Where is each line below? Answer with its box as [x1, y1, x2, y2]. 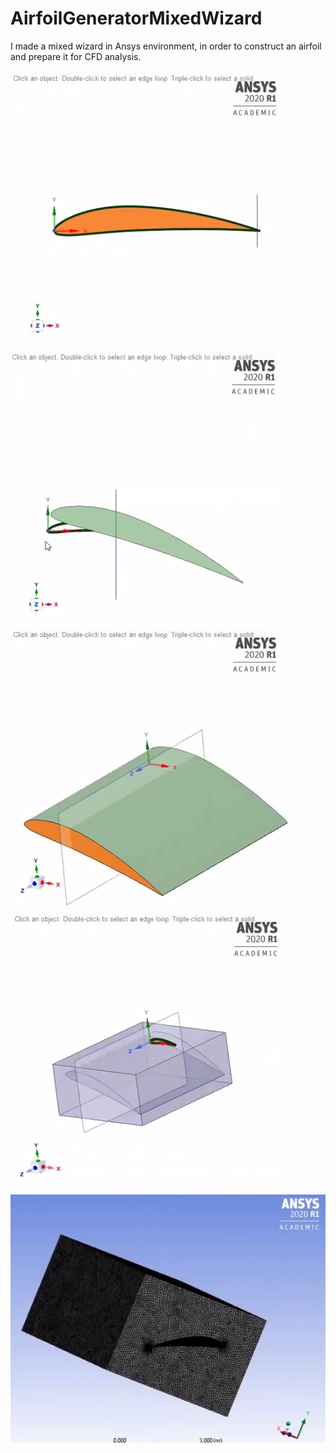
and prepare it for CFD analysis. [10, 50, 142, 62]
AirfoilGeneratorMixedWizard [10, 7, 263, 30]
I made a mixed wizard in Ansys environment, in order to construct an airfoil [10, 40, 322, 52]
